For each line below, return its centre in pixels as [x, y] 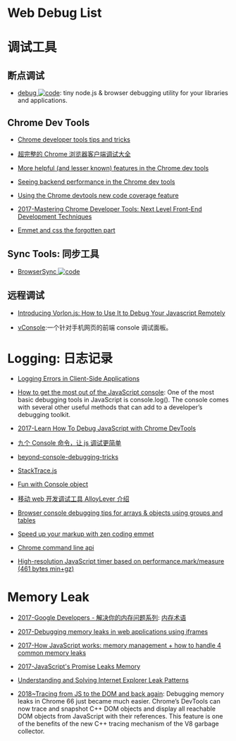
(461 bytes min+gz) [46, 568]
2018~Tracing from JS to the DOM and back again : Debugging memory [120, 693]
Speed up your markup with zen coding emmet [86, 534]
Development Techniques [55, 217]
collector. [31, 731]
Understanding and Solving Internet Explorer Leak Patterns [103, 680]
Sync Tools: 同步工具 [54, 254]
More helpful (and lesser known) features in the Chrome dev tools [113, 168]
